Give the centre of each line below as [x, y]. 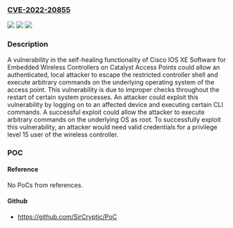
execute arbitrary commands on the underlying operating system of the [111, 82]
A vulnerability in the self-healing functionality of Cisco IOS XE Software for [117, 59]
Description [28, 44]
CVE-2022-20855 [39, 10]
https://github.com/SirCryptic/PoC [67, 217]
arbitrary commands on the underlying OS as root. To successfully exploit [114, 119]
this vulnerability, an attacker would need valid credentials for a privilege [112, 127]
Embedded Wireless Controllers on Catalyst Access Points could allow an [114, 67]
